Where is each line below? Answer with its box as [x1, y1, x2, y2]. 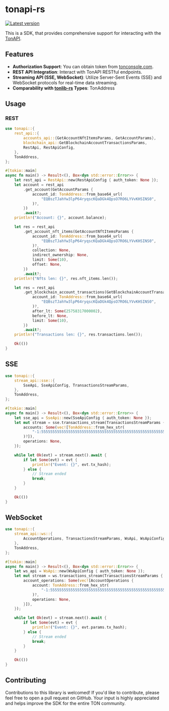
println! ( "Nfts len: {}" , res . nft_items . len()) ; [14, 276, 118, 281]
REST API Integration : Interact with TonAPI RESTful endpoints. [12, 69, 142, 75]
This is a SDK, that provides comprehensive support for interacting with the [5, 30, 161, 36]
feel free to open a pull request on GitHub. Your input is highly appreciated [5, 695, 159, 701]
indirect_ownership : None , [32, 253, 89, 258]
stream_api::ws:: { [14, 532, 53, 537]
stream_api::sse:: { [14, 378, 55, 383]
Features [5, 50, 34, 59]
